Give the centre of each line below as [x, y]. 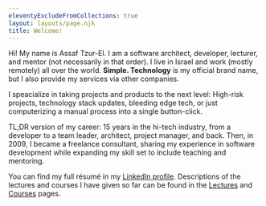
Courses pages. [35, 194]
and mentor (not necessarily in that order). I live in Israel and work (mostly [131, 62]
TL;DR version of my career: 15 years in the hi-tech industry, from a [120, 127]
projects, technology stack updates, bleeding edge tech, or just [113, 103]
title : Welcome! [35, 30]
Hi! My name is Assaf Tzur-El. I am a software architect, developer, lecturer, [133, 54]
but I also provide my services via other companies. [94, 79]
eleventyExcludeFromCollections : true [73, 16]
